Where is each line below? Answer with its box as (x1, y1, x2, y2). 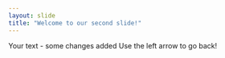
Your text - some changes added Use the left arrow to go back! (8, 41, 218, 50)
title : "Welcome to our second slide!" (8, 19, 142, 27)
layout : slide (8, 11, 56, 20)
